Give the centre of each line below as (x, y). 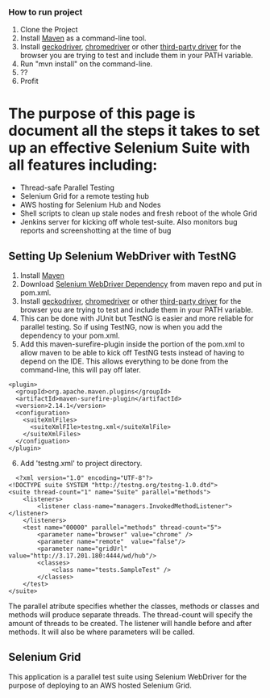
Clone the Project (49, 30)
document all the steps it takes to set (134, 131)
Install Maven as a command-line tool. (83, 38)
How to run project (46, 12)
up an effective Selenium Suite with (129, 148)
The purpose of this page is (102, 114)
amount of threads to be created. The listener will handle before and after (130, 624)
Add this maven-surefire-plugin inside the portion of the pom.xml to (132, 344)
